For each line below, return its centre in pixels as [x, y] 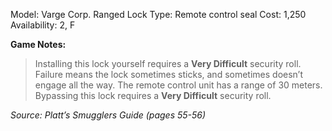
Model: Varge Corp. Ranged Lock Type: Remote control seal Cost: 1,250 [158, 14]
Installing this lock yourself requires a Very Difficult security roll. [168, 63]
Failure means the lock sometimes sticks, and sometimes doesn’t [169, 74]
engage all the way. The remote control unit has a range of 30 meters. [178, 85]
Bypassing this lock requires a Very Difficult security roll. [153, 95]
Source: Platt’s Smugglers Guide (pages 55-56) [108, 115]
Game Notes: [38, 44]
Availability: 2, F [43, 25]
